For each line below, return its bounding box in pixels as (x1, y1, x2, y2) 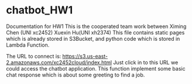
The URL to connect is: (6, 52, 61, 60)
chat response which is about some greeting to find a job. (6, 71, 145, 78)
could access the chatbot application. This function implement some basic (6, 65, 186, 72)
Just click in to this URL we (113, 59, 179, 66)
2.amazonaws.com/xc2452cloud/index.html (6, 59, 112, 66)
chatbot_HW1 (6, 3, 73, 17)
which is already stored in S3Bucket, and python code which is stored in (6, 35, 180, 42)
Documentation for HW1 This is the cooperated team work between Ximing (6, 23, 187, 30)
